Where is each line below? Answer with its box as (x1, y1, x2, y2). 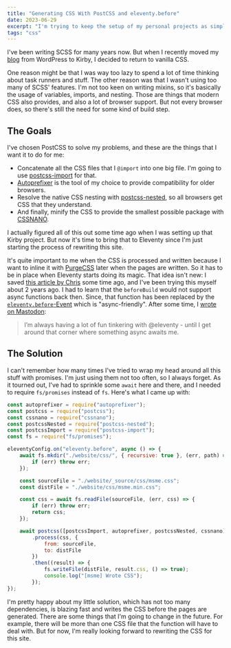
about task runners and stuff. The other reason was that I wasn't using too (7, 76, 217, 85)
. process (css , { (32, 534, 78, 541)
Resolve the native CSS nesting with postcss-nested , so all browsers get (16, 193, 223, 201)
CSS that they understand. (16, 201, 93, 209)
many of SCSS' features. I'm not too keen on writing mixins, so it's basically (7, 83, 221, 91)
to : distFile (43, 547, 81, 554)
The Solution (7, 348, 63, 359)
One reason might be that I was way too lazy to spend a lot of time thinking (7, 69, 219, 77)
